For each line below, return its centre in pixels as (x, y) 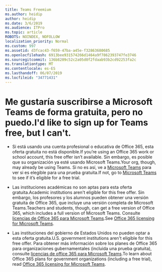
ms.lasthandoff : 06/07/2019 (34, 73)
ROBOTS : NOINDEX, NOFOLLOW (32, 37)
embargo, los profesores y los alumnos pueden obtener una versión (80, 197)
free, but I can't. (38, 133)
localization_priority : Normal (37, 42)
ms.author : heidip (24, 14)
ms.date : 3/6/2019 (24, 23)
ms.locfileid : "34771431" (31, 78)
